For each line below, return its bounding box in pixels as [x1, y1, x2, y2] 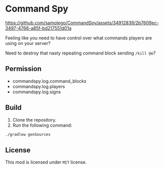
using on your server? [5, 40, 51, 46]
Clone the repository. [12, 117, 57, 123]
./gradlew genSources [5, 132, 51, 137]
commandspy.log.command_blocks [12, 78, 87, 84]
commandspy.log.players [12, 83, 65, 89]
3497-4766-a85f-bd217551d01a [5, 25, 72, 31]
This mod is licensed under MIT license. [5, 159, 87, 165]
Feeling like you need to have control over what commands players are [5, 35, 152, 41]
